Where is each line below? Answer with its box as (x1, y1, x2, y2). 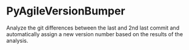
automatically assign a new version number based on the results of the (6, 30, 184, 37)
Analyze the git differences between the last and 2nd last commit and (6, 24, 180, 31)
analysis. (6, 37, 28, 44)
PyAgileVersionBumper (6, 4, 125, 18)
